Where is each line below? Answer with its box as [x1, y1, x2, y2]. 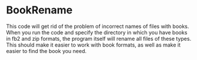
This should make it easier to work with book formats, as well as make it [6, 41, 181, 48]
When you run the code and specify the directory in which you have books [6, 29, 188, 36]
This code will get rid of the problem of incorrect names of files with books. [6, 23, 189, 30]
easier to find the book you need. [6, 47, 87, 54]
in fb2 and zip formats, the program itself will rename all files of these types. [6, 35, 192, 42]
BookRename [6, 3, 73, 17]
